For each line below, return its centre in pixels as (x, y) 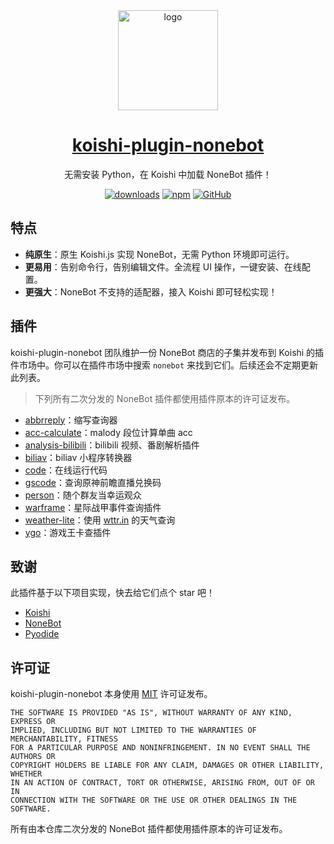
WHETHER (26, 774)
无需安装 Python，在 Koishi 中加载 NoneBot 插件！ (168, 174)
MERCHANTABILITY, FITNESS (64, 739)
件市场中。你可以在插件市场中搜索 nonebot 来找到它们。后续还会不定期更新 (164, 365)
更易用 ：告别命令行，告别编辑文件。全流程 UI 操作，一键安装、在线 (163, 266)
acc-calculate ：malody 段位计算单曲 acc (108, 432)
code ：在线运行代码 (66, 470)
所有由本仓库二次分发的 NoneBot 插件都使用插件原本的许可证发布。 (149, 829)
